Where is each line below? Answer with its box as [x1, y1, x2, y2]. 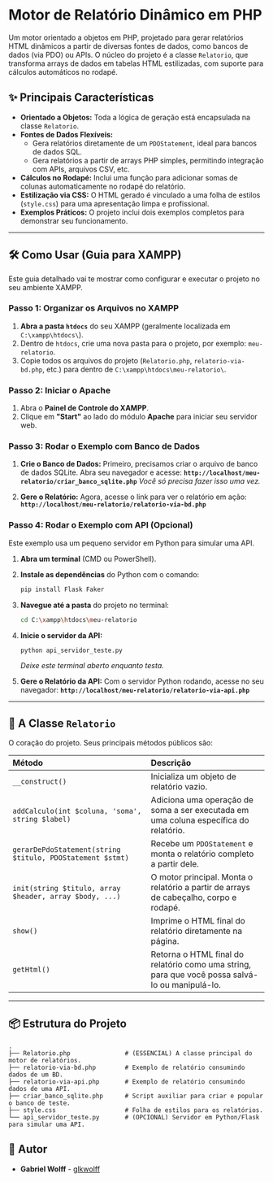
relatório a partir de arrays [150, 882, 250, 893]
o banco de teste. [8, 1099, 71, 1107]
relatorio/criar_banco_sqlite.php [19, 478, 137, 486]
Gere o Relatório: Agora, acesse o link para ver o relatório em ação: [19, 492, 247, 502]
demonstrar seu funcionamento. [19, 215, 128, 225]
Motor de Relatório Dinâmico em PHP [8, 6, 262, 24]
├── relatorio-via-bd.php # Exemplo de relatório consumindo [8, 1063, 245, 1071]
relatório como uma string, [150, 959, 252, 971]
